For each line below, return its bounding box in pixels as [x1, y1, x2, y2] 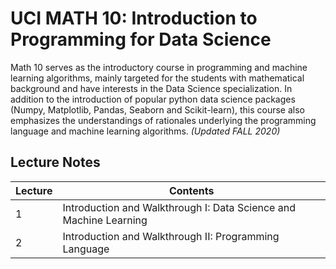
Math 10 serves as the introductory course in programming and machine [10, 61, 308, 73]
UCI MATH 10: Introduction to [10, 7, 258, 30]
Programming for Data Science [10, 28, 272, 51]
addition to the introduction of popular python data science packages [10, 93, 296, 105]
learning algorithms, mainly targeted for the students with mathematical [10, 72, 305, 84]
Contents [168, 183, 215, 197]
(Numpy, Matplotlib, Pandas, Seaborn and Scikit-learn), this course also [10, 103, 306, 116]
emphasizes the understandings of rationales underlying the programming [10, 114, 317, 126]
